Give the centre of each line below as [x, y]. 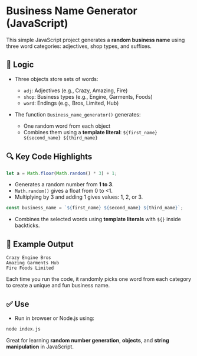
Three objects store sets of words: [56, 79]
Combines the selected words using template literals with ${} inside [98, 219]
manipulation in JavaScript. [40, 347]
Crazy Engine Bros [29, 258]
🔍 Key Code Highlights [49, 157]
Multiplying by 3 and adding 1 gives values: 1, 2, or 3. [79, 197]
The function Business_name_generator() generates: [78, 114]
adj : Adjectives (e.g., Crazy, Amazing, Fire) [75, 90]
